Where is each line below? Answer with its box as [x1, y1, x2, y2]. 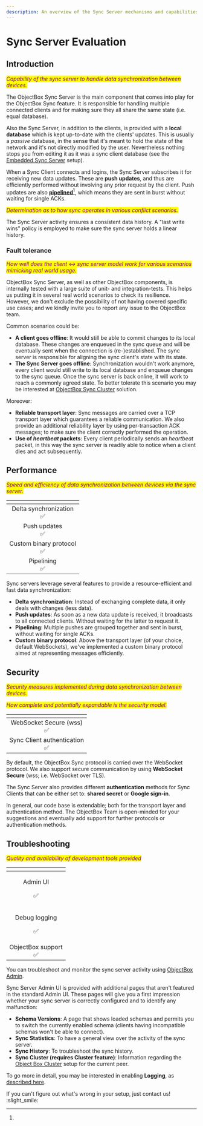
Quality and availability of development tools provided [6, 855, 142, 862]
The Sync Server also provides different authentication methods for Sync [6, 784, 190, 791]
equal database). [6, 113, 48, 120]
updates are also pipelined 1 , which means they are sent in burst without [6, 187, 185, 196]
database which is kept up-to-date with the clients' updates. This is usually [6, 131, 195, 138]
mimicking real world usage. [6, 267, 77, 274]
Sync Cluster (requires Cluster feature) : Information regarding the [14, 1054, 182, 1061]
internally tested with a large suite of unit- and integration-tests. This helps [6, 285, 192, 292]
